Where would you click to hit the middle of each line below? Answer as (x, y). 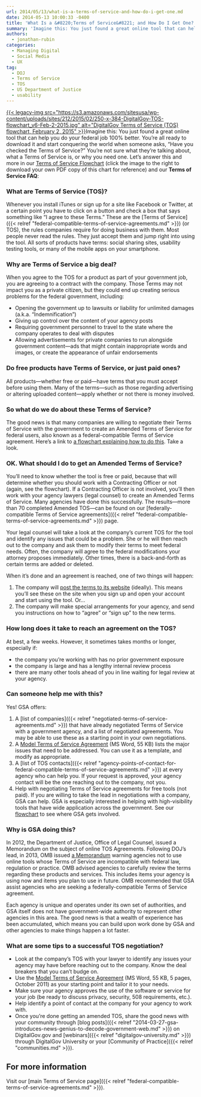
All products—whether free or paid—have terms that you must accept (92, 381)
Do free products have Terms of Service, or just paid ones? (93, 368)
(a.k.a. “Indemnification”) (45, 314)
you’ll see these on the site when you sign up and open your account (100, 594)
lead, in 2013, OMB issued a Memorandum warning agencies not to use (94, 855)
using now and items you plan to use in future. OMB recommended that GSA (100, 881)
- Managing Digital (36, 51)
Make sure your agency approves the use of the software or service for (103, 990)
